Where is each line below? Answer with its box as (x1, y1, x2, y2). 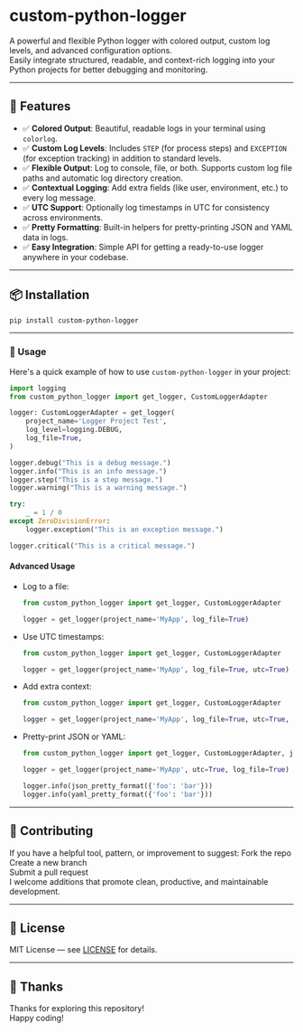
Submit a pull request (9, 867, 88, 877)
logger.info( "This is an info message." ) (9, 466, 168, 475)
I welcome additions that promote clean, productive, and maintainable (9, 876, 269, 887)
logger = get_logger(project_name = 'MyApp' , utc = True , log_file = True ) (22, 765, 290, 774)
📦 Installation (9, 287, 90, 303)
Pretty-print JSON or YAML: (22, 731, 126, 742)
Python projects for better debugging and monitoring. (9, 64, 208, 75)
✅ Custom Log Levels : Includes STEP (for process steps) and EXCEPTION (22, 142, 287, 154)
